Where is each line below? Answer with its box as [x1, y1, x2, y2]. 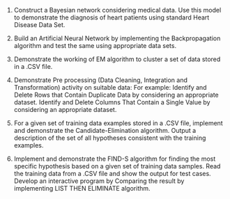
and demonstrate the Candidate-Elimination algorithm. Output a [13, 127, 197, 134]
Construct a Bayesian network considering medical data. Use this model [13, 6, 222, 14]
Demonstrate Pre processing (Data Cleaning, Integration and [13, 76, 188, 84]
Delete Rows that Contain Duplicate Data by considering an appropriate [13, 90, 220, 99]
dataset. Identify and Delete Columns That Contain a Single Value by [13, 98, 210, 106]
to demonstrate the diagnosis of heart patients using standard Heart [13, 13, 210, 22]
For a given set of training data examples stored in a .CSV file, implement [13, 119, 223, 127]
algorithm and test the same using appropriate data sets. [13, 42, 176, 49]
